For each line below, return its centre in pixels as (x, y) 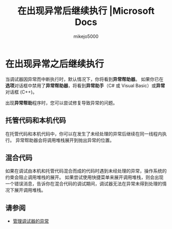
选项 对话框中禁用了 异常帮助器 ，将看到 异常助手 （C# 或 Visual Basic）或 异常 (85, 85)
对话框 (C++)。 (21, 92)
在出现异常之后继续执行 (55, 64)
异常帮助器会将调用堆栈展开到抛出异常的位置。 (64, 140)
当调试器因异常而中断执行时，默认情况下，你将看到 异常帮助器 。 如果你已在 (84, 79)
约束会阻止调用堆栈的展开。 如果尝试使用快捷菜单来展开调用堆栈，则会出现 (84, 177)
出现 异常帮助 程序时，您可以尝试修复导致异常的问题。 (61, 103)
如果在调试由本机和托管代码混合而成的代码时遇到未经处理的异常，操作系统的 (86, 171)
